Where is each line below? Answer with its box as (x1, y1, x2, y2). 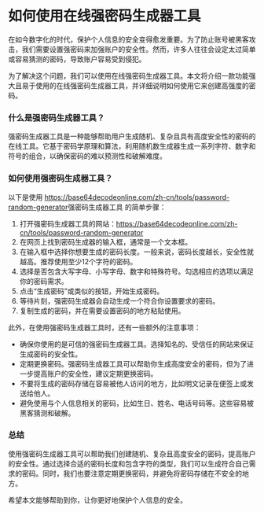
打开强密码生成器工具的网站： (19, 219, 116, 228)
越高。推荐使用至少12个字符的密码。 (19, 256, 137, 266)
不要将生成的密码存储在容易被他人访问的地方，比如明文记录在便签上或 (19, 378, 247, 388)
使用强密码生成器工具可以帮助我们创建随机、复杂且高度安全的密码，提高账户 (8, 449, 256, 459)
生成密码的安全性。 (19, 349, 82, 359)
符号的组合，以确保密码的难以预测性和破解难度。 (8, 151, 167, 161)
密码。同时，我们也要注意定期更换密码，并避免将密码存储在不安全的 (21, 469, 242, 478)
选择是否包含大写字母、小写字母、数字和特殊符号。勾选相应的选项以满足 (19, 267, 254, 276)
